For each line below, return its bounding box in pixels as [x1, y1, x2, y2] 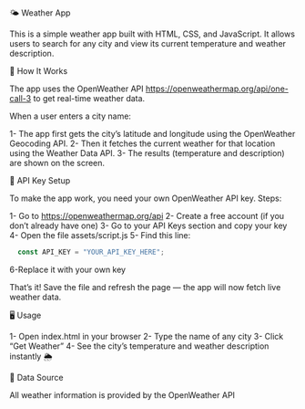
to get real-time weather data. [33, 93, 146, 103]
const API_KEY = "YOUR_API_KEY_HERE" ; [17, 247, 166, 257]
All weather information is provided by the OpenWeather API [9, 389, 235, 400]
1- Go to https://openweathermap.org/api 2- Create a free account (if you [9, 211, 285, 221]
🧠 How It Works [9, 66, 68, 76]
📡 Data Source [9, 372, 64, 383]
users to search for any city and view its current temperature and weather [9, 38, 287, 48]
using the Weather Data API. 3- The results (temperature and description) [9, 148, 285, 158]
